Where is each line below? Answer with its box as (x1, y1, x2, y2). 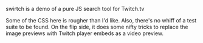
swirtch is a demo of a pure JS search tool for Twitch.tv (5, 5, 145, 12)
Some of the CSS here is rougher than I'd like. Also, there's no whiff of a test (5, 17, 197, 24)
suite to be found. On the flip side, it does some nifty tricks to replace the (5, 24, 188, 30)
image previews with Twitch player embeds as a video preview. (5, 30, 164, 37)
